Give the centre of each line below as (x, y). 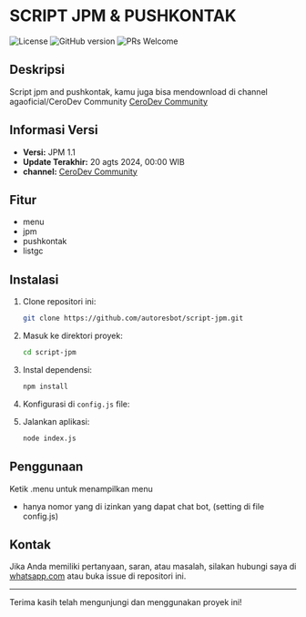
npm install (45, 386)
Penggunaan (46, 467)
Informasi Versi (54, 130)
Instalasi (34, 279)
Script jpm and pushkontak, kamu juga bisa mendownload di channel (139, 91)
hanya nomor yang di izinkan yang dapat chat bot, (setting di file (143, 506)
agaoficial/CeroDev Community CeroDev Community (108, 101)
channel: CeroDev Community (80, 171)
